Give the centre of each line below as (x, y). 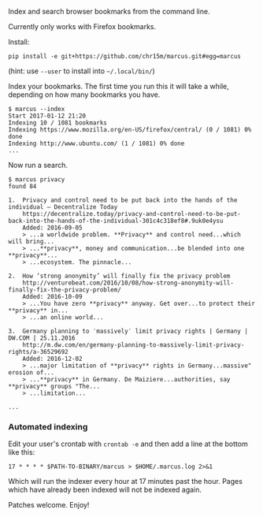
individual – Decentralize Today (63, 207)
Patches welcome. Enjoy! (49, 505)
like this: (22, 452)
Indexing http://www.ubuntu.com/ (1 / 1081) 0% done (96, 143)
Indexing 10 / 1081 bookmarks (58, 123)
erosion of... (31, 373)
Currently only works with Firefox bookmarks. (82, 26)
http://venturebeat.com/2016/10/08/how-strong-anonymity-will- (128, 283)
